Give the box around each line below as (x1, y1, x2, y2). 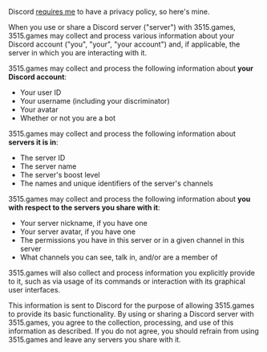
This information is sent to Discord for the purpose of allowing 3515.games (8, 301, 255, 310)
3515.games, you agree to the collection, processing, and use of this (8, 317, 234, 327)
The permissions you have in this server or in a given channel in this (19, 235, 245, 244)
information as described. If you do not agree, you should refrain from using (8, 326, 259, 336)
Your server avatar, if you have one (19, 227, 136, 236)
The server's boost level (19, 170, 100, 179)
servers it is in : (8, 137, 59, 147)
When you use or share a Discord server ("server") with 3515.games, (8, 23, 237, 31)
